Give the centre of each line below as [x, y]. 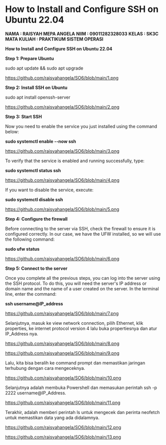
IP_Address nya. [22, 333]
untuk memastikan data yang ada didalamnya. [52, 417]
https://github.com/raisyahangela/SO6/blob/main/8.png [62, 343]
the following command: [30, 239]
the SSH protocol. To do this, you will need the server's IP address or [76, 283]
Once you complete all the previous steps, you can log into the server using [83, 278]
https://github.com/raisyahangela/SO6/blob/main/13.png [63, 437]
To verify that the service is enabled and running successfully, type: [75, 161]
